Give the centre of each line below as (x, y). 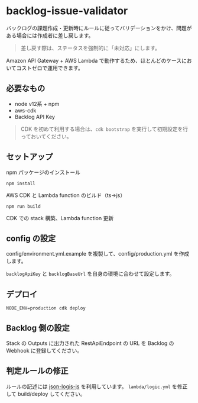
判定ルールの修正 (37, 371)
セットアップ (30, 157)
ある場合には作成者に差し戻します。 (50, 35)
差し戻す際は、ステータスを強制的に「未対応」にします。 (90, 48)
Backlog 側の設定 (38, 328)
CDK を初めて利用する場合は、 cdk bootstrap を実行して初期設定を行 (104, 129)
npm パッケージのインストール (43, 172)
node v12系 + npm (37, 104)
